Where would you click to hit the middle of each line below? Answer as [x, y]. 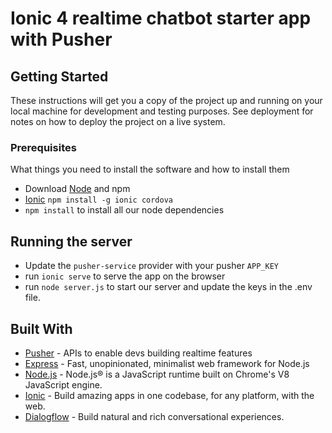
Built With [41, 328]
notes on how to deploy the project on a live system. [118, 121]
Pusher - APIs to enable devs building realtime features [138, 353]
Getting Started [59, 76]
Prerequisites [43, 147]
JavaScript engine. [63, 384]
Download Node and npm [77, 189]
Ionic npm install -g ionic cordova [99, 199]
